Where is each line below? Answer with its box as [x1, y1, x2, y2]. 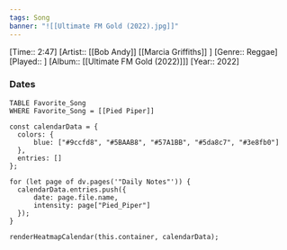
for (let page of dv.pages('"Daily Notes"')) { [9, 177, 192, 186]
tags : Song [9, 13, 50, 22]
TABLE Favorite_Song [9, 98, 87, 108]
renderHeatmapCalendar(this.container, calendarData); [9, 232, 220, 241]
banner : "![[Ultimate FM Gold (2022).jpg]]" [9, 22, 179, 31]
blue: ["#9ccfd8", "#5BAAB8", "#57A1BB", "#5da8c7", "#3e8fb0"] [32, 138, 280, 147]
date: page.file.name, [32, 192, 119, 202]
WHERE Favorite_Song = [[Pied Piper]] [9, 106, 155, 115]
